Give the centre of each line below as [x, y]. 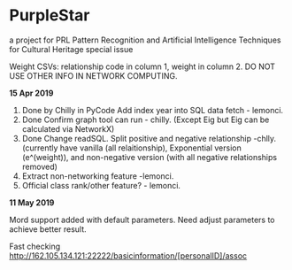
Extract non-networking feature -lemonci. [98, 176]
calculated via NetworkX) [68, 128]
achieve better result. [48, 229]
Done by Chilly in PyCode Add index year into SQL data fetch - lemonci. [153, 110]
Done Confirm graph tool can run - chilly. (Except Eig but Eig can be [146, 120]
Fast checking [35, 246]
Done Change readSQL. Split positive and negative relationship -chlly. [149, 138]
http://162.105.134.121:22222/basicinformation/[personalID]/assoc [128, 255]
